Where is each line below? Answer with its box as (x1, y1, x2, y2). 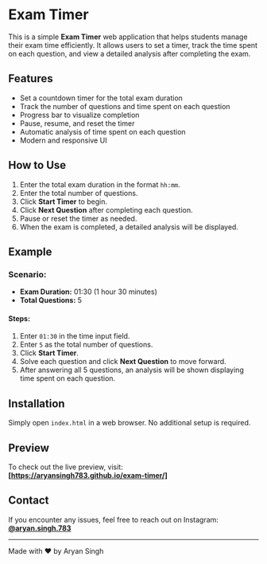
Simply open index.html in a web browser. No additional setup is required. (8, 418, 251, 428)
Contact (8, 494, 49, 507)
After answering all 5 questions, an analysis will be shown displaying (19, 365, 244, 375)
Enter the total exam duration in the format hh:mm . (19, 179, 180, 189)
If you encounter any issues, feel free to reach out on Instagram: (8, 515, 219, 524)
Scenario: (8, 268, 47, 280)
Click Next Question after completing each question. (19, 205, 193, 214)
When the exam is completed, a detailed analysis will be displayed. (19, 221, 238, 232)
